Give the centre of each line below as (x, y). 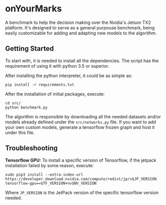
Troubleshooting (32, 148)
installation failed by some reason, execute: (49, 165)
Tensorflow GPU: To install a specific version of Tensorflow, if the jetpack (81, 160)
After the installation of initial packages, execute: (55, 94)
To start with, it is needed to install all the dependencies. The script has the (82, 61)
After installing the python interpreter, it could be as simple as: (69, 76)
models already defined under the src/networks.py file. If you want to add (81, 122)
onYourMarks (34, 9)
